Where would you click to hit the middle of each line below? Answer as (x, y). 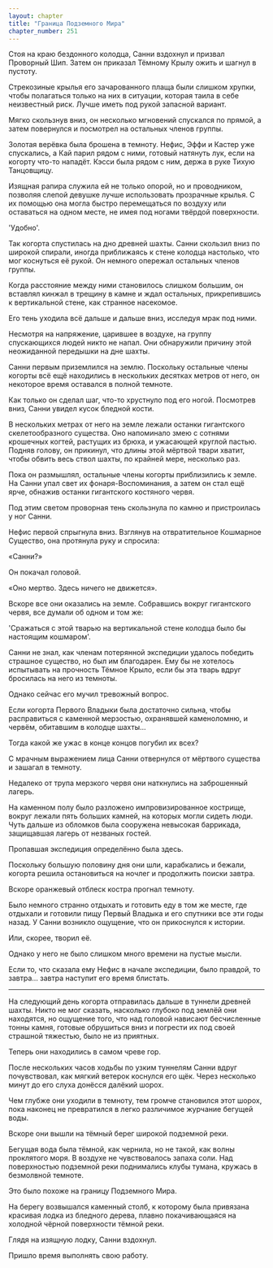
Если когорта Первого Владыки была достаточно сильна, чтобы (120, 710)
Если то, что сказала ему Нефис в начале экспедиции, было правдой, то (134, 970)
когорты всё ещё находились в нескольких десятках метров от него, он (134, 376)
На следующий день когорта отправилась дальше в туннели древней (130, 1001)
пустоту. (23, 72)
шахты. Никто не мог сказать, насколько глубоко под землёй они (123, 1010)
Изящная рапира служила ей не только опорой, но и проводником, (126, 186)
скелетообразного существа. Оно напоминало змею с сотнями (119, 433)
